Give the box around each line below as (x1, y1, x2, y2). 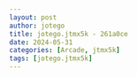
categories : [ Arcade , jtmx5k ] (9, 46, 121, 55)
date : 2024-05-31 (9, 37, 73, 47)
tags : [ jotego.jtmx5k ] (9, 54, 93, 63)
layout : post (9, 12, 57, 22)
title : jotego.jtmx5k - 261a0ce (9, 29, 128, 38)
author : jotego (9, 21, 65, 30)
